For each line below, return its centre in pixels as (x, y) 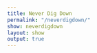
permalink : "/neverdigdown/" (49, 20)
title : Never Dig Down (40, 13)
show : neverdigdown (35, 26)
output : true (26, 39)
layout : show (26, 33)
